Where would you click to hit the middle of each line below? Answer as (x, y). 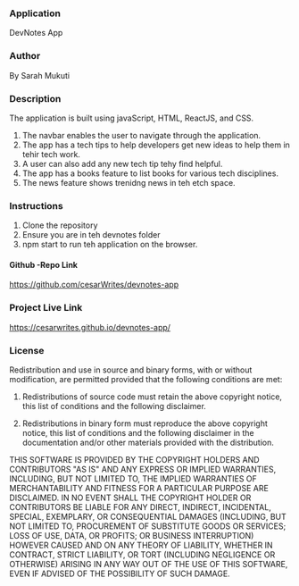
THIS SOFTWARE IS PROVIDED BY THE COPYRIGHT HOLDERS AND (135, 459)
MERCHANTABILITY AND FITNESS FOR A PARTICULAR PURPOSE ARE (139, 488)
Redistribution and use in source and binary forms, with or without (131, 370)
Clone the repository (60, 225)
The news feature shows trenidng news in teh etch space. (129, 182)
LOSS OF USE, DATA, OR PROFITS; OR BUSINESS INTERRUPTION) (132, 535)
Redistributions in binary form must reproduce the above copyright (145, 423)
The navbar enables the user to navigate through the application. (141, 135)
